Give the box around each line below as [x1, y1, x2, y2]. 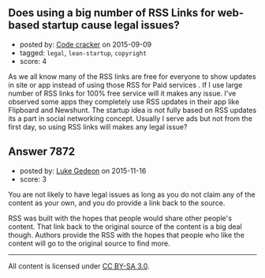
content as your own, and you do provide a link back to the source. [8, 197, 226, 208]
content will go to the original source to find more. [8, 239, 171, 248]
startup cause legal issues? [42, 19, 180, 32]
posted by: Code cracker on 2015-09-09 [19, 39, 152, 49]
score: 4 [19, 56, 47, 66]
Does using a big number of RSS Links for [8, 6, 215, 20]
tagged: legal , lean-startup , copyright [19, 47, 147, 58]
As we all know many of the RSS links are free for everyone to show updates [8, 71, 256, 81]
